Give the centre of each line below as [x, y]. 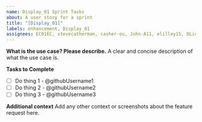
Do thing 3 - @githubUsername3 [55, 94]
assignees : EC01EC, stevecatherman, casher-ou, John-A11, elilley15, [95, 34]
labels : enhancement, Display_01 [48, 29]
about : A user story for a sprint [50, 17]
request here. [23, 113]
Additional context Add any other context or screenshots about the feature [99, 106]
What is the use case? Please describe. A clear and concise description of [100, 51]
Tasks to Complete [30, 69]
